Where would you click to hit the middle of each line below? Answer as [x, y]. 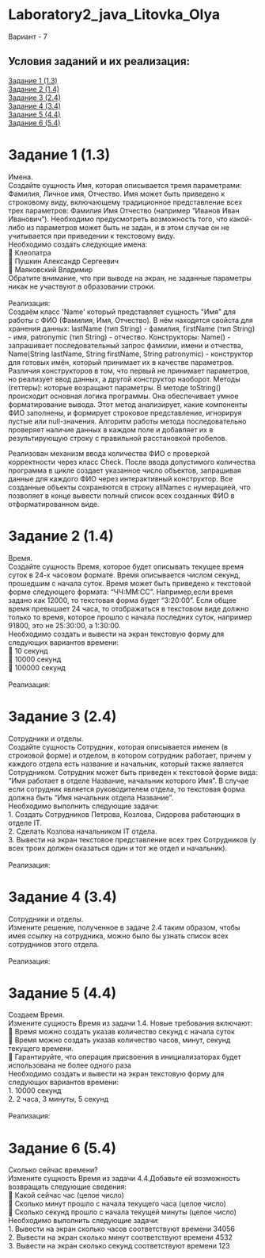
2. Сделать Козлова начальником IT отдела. [83, 831]
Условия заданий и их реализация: [99, 61]
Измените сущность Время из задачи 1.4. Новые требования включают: [131, 1023]
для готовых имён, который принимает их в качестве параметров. [121, 362]
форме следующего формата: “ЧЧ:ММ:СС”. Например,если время [121, 592]
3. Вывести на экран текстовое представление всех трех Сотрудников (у [132, 839]
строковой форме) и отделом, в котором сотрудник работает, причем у [130, 755]
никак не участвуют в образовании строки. [82, 286]
